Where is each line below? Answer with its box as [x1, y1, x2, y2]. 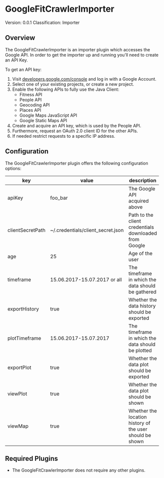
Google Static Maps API [19, 117, 67, 123]
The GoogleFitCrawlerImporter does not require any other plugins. [12, 467, 145, 473]
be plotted [128, 347, 152, 353]
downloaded [128, 229, 157, 236]
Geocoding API [19, 102, 50, 108]
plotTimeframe [7, 334, 41, 341]
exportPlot [7, 364, 32, 371]
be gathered [128, 288, 157, 295]
